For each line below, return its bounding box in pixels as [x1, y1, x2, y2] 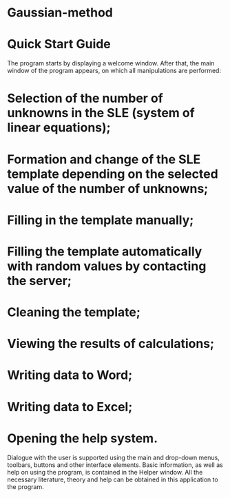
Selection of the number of [7, 91, 163, 106]
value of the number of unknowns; [7, 180, 209, 196]
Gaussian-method [7, 5, 114, 21]
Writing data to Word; [7, 367, 133, 383]
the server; [7, 273, 72, 289]
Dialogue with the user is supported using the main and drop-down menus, [7, 453, 220, 461]
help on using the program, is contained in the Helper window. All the [7, 468, 203, 476]
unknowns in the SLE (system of [7, 105, 195, 121]
